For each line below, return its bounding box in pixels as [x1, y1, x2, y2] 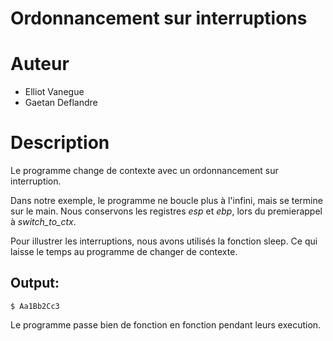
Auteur [10, 53, 70, 76]
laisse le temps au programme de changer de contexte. [10, 246, 238, 258]
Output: [10, 275, 60, 292]
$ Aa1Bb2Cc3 [10, 301, 60, 311]
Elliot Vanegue [24, 86, 85, 98]
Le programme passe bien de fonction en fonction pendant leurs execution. [10, 318, 322, 331]
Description [10, 132, 110, 154]
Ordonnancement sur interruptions [10, 7, 308, 30]
